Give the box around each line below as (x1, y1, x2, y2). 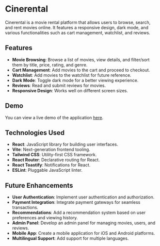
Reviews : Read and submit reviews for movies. (12, 82, 106, 88)
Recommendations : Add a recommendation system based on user (12, 210, 146, 215)
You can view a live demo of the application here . (5, 115, 103, 120)
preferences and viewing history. (12, 215, 78, 221)
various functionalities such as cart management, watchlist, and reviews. (5, 30, 150, 35)
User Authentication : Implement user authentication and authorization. (12, 194, 155, 200)
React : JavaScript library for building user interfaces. (12, 142, 118, 148)
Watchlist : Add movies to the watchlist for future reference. (12, 72, 132, 78)
